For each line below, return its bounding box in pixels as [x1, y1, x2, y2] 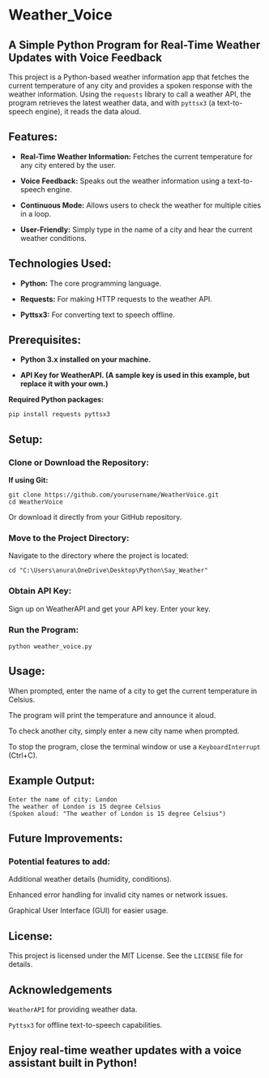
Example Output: [8, 774, 96, 788]
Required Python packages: [8, 395, 105, 405]
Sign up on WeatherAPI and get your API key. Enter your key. [8, 603, 211, 613]
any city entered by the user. [19, 160, 116, 170]
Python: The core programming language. [19, 278, 162, 288]
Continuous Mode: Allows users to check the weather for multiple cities [19, 200, 262, 210]
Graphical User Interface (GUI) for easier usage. [8, 906, 169, 916]
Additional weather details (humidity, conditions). [8, 874, 173, 884]
